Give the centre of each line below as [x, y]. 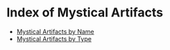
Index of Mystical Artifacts [85, 13]
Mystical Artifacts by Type [54, 38]
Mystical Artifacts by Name [55, 32]
